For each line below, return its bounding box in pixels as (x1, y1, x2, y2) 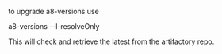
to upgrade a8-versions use (8, 7, 99, 16)
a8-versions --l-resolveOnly (8, 22, 100, 31)
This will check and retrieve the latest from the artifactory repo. (8, 37, 215, 46)
